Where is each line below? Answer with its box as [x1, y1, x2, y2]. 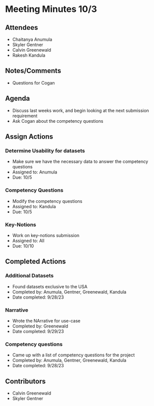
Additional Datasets [5, 272, 54, 279]
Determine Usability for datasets [5, 147, 85, 154]
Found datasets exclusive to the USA [12, 283, 88, 289]
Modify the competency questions [12, 198, 83, 204]
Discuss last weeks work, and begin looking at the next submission [12, 107, 150, 113]
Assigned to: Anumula [12, 169, 57, 175]
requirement [12, 113, 38, 119]
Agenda [5, 94, 30, 103]
